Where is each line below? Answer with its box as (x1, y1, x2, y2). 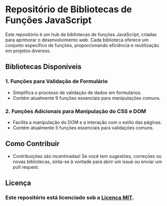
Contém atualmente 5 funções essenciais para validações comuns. (12, 124, 154, 131)
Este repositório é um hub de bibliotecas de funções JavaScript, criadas (5, 31, 157, 37)
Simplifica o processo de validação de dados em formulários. (12, 89, 142, 96)
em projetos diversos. (5, 48, 51, 54)
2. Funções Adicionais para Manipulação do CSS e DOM (5, 107, 147, 115)
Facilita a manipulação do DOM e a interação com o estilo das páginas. (12, 119, 162, 125)
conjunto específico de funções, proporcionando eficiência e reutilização (5, 42, 159, 48)
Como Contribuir (5, 140, 60, 148)
